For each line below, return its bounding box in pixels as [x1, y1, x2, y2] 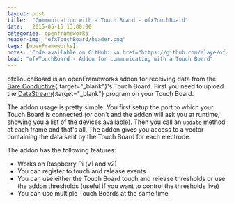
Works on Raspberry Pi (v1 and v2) [17, 159, 117, 168]
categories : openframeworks [7, 29, 89, 37]
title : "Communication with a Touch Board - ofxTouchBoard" [7, 17, 189, 24]
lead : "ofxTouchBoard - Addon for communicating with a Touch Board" [7, 56, 214, 63]
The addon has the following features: [7, 146, 116, 154]
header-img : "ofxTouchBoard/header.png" [7, 36, 127, 43]
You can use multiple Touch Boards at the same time [17, 189, 169, 197]
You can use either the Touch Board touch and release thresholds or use [17, 174, 226, 182]
